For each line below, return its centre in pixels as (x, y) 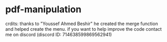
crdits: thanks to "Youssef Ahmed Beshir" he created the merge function (82, 24)
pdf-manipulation (44, 9)
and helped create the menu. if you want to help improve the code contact (84, 29)
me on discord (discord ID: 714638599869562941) (59, 34)
